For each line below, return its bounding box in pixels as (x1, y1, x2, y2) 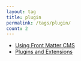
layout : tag (6, 8, 36, 15)
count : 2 (6, 25, 28, 32)
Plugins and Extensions (14, 48, 73, 56)
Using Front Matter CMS (14, 42, 75, 49)
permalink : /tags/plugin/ (6, 20, 71, 26)
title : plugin (6, 14, 42, 20)
